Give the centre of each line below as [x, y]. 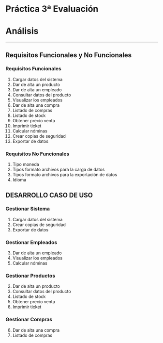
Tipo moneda [26, 164]
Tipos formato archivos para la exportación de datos [65, 175]
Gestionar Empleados [31, 242]
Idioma [19, 180]
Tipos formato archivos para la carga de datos [59, 170]
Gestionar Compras [29, 320]
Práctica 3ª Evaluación [52, 9]
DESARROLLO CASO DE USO [49, 195]
